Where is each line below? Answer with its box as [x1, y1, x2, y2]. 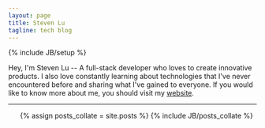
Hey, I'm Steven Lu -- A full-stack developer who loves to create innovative [8, 63, 252, 73]
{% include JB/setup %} [8, 48, 87, 58]
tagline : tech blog [8, 26, 73, 34]
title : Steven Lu [8, 19, 65, 27]
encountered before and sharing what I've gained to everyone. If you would [8, 80, 254, 89]
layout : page [8, 11, 51, 20]
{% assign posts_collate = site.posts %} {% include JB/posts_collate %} [19, 111, 254, 121]
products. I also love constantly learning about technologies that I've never [8, 72, 251, 81]
